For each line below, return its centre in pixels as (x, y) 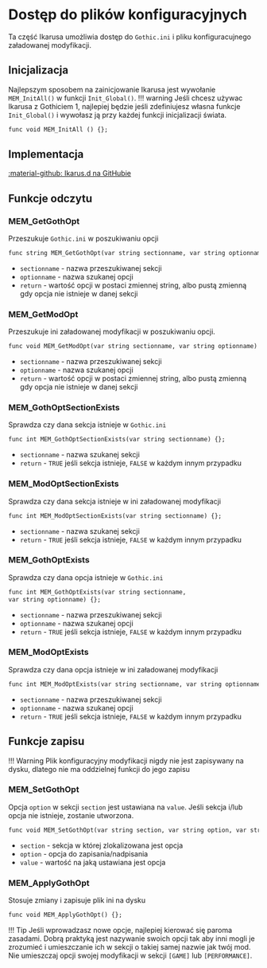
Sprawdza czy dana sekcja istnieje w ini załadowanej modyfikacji (114, 501)
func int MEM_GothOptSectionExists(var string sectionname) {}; (117, 440)
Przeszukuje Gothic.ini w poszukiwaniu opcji (83, 239)
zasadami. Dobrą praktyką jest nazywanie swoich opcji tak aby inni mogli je (132, 939)
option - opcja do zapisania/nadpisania (84, 853)
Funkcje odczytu (50, 198)
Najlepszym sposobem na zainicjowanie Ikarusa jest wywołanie (112, 89)
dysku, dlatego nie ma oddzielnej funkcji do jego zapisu (99, 769)
